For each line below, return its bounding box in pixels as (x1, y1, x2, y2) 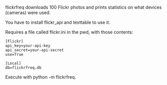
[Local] (5, 61, 22, 66)
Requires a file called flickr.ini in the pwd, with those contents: (5, 29, 133, 35)
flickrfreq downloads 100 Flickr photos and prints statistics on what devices (5, 5, 162, 10)
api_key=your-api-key (5, 43, 51, 48)
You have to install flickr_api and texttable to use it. (5, 20, 111, 25)
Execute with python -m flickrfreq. (5, 74, 76, 80)
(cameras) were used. (5, 10, 51, 16)
